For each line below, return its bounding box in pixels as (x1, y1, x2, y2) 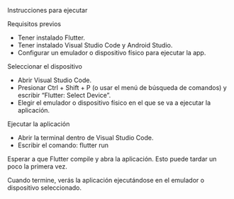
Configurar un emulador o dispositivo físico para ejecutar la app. (17, 49, 206, 57)
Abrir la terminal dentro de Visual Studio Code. (17, 134, 154, 142)
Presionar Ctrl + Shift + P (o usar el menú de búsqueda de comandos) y (17, 84, 227, 91)
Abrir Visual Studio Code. (17, 76, 92, 84)
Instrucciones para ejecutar (7, 6, 88, 14)
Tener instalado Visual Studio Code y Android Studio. (17, 41, 173, 49)
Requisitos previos (7, 20, 62, 28)
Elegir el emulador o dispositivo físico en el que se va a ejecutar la (17, 98, 211, 107)
